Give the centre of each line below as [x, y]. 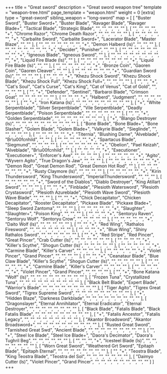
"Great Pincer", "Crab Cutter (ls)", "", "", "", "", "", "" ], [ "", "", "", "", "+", [78, 240]
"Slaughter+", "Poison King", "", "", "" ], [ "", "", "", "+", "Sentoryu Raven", [80, 213]
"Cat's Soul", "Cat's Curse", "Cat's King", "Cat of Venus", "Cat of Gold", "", [81, 86]
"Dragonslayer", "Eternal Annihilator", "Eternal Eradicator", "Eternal [73, 304]
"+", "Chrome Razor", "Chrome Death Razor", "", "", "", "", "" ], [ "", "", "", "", [82, 34]
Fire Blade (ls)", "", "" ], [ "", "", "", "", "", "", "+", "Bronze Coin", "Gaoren [78, 65]
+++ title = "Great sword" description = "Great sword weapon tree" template [83, 7]
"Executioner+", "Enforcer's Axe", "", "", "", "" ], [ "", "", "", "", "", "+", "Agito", [83, 155]
